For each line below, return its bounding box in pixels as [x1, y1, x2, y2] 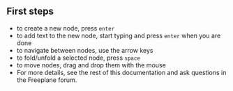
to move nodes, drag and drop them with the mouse [16, 60, 167, 69]
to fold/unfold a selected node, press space [16, 53, 141, 62]
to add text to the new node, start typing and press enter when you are [16, 31, 221, 40]
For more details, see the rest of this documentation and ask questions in [16, 68, 227, 76]
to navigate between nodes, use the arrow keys [16, 46, 153, 54]
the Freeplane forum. [16, 76, 77, 84]
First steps [6, 6, 54, 17]
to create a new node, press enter [16, 24, 115, 32]
